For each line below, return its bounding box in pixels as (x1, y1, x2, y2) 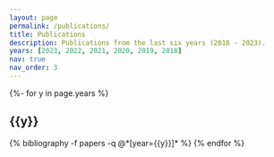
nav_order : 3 (9, 64, 58, 73)
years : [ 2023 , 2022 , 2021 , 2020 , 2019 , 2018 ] (9, 47, 183, 56)
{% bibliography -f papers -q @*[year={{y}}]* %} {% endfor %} (9, 137, 245, 148)
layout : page (9, 13, 58, 22)
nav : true (9, 55, 47, 64)
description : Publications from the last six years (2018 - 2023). (9, 38, 267, 48)
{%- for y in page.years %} (9, 87, 109, 99)
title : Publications (9, 30, 87, 39)
